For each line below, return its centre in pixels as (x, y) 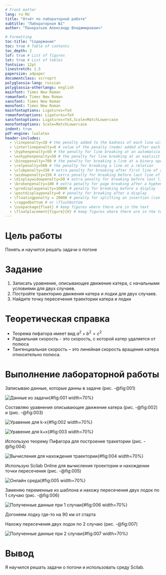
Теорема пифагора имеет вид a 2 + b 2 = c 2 (57, 333)
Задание (24, 269)
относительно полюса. (36, 354)
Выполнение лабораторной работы (82, 374)
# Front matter (21, 10)
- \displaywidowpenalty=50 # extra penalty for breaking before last (83, 179)
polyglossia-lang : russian (33, 83)
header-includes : (23, 138)
